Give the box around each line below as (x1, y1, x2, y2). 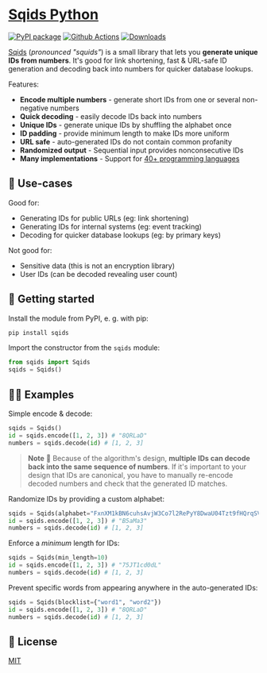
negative (19, 103, 49, 113)
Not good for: (8, 245, 52, 255)
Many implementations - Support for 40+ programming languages (19, 153, 240, 163)
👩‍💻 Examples (8, 387, 74, 402)
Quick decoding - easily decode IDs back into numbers (19, 111, 203, 121)
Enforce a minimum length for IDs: (8, 538, 120, 548)
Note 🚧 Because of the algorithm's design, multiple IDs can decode (27, 453, 250, 463)
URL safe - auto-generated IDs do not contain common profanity (19, 137, 233, 146)
